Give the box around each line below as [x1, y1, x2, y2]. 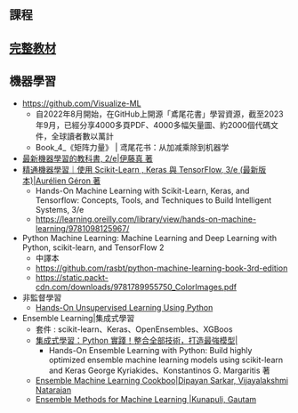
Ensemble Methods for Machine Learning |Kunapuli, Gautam [35, 393, 257, 404]
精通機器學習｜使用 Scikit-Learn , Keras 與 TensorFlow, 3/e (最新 [21, 164, 259, 174]
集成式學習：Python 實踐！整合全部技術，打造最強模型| [35, 335, 238, 345]
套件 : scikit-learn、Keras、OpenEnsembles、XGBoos [35, 323, 233, 335]
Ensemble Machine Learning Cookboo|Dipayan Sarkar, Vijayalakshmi [35, 375, 289, 385]
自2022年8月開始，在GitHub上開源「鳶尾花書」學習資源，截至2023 [35, 109, 284, 119]
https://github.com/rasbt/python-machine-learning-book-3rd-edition [35, 263, 288, 273]
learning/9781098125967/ [35, 223, 130, 233]
